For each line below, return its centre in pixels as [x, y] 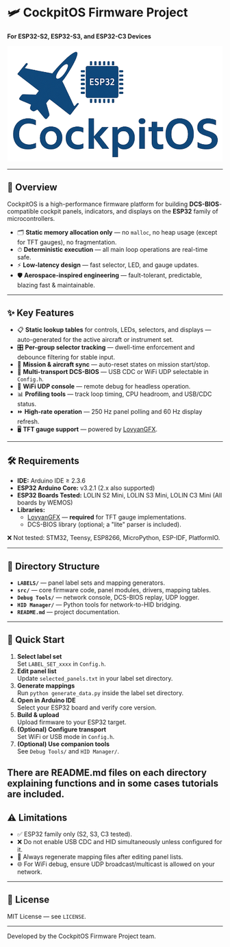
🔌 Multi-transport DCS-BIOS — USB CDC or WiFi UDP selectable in [113, 372]
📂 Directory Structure [54, 566]
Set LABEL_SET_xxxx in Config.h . [61, 664]
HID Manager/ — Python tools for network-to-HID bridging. [99, 605]
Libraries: [31, 510]
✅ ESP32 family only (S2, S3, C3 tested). [74, 834]
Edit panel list [37, 671]
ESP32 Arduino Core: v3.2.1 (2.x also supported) [86, 488]
